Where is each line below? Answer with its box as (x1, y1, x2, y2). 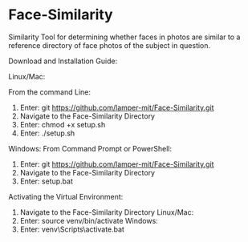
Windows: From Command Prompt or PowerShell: (8, 143, 173, 153)
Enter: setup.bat (19, 176, 74, 186)
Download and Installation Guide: (8, 56, 118, 66)
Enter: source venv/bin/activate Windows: (19, 216, 158, 225)
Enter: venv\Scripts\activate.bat (19, 224, 124, 234)
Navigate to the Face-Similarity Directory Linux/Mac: (19, 207, 194, 217)
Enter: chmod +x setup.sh (19, 119, 106, 129)
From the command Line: (8, 87, 91, 97)
